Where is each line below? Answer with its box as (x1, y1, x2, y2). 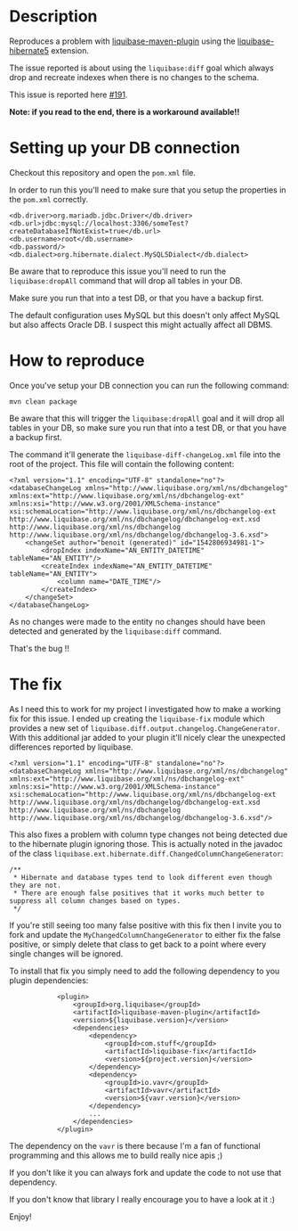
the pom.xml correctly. (9, 193, 89, 204)
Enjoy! (9, 1210, 33, 1222)
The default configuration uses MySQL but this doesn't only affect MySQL (9, 309, 280, 320)
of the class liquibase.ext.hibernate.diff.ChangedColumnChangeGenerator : (9, 848, 284, 858)
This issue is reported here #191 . (9, 89, 128, 100)
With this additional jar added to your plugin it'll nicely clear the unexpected (9, 732, 286, 743)
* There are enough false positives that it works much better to (12, 889, 265, 898)
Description (9, 6, 98, 27)
